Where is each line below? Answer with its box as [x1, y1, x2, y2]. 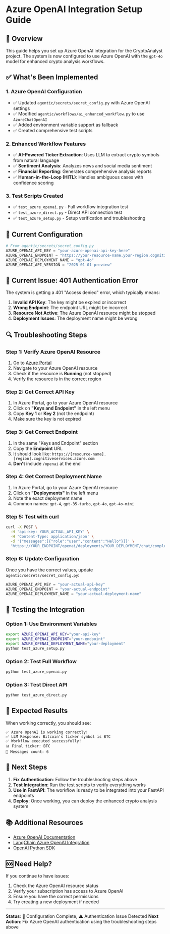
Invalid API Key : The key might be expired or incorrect [13, 299, 127, 306]
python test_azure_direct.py [6, 692, 67, 698]
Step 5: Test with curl [6, 513, 59, 520]
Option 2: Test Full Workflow [6, 658, 77, 665]
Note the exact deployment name [13, 495, 83, 501]
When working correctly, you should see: [6, 720, 91, 726]
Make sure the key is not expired [13, 416, 81, 422]
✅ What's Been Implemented [6, 73, 98, 82]
